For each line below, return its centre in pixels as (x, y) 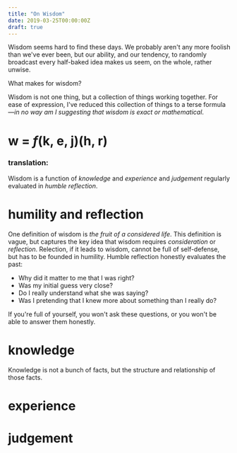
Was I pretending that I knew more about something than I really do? (117, 300)
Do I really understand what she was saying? (83, 293)
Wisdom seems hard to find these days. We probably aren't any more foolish (120, 47)
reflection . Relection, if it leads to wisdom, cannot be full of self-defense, (114, 249)
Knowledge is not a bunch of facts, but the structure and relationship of (112, 369)
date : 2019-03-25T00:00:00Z (49, 21)
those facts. (25, 377)
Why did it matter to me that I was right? (76, 277)
